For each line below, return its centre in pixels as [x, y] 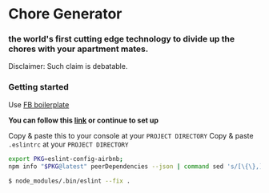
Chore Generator [65, 14]
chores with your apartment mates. [78, 49]
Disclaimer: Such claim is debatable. [68, 66]
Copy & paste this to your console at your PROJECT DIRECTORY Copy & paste [131, 135]
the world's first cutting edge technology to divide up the [122, 39]
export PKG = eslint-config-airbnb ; [66, 159]
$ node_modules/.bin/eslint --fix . [69, 181]
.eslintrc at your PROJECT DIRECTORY [68, 144]
